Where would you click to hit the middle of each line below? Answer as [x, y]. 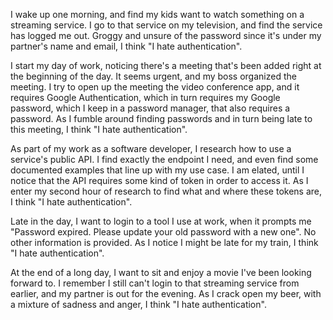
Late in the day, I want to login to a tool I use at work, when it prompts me [161, 221]
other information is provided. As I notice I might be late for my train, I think [164, 242]
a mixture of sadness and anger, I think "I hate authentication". [138, 304]
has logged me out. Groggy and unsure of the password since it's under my [166, 35]
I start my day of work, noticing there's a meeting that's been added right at [166, 65]
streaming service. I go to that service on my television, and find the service [166, 25]
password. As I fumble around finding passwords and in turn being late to [161, 118]
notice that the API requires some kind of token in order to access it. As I [159, 180]
